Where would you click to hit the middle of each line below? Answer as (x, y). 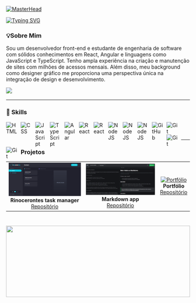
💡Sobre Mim (24, 35)
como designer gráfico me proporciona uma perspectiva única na (85, 73)
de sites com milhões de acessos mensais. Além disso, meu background (93, 67)
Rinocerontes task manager (45, 200)
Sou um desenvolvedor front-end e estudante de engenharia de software (94, 48)
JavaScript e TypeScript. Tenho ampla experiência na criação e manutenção (98, 61)
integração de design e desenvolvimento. (56, 80)
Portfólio (174, 186)
